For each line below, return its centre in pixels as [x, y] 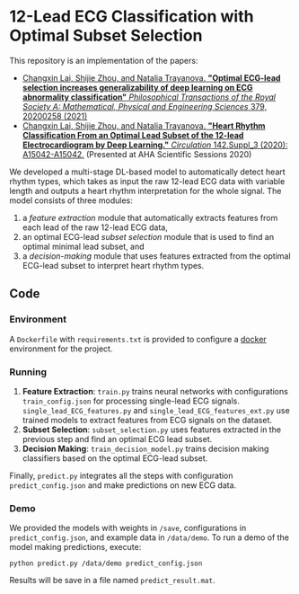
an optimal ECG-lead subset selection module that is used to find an [148, 236]
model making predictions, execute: [75, 547]
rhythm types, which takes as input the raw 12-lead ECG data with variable [147, 181]
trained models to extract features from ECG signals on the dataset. [147, 420]
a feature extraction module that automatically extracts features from [150, 217]
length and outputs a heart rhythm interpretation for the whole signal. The [145, 191]
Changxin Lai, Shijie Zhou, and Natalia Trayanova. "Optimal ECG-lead [151, 77]
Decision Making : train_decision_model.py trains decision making [145, 448]
